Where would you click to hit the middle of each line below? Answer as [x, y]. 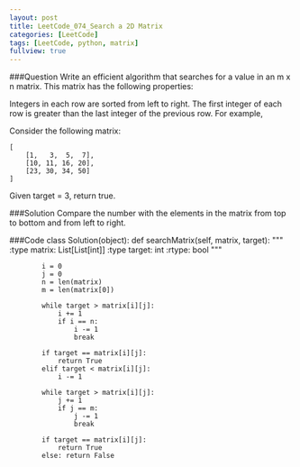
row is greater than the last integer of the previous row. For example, [136, 114]
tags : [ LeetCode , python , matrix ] [74, 43]
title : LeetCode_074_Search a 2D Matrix [86, 26]
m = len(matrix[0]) [78, 290]
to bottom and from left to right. [68, 223]
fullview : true [38, 51]
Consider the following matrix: [65, 131]
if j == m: [78, 408]
